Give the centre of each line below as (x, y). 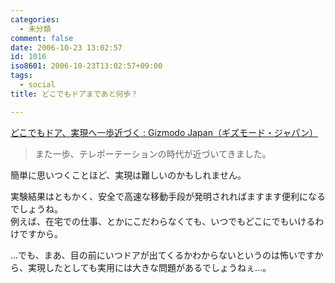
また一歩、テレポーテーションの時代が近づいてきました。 (153, 153)
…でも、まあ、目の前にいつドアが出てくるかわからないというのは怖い (154, 255)
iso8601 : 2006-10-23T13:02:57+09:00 (86, 66)
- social (37, 85)
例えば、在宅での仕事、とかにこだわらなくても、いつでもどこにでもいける (163, 221)
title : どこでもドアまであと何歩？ (74, 94)
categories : (35, 19)
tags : (21, 76)
